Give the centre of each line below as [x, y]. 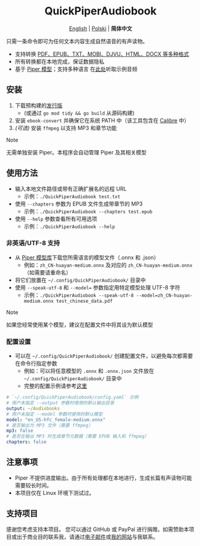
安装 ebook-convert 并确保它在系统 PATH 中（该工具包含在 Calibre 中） [102, 120]
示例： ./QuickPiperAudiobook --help [69, 226]
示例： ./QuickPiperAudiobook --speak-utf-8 [79, 295]
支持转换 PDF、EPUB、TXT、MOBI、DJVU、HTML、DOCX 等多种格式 [102, 54]
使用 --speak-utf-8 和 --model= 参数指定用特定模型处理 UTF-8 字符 [98, 287]
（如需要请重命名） [48, 272]
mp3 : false [20, 431]
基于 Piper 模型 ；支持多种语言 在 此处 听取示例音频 [76, 69]
